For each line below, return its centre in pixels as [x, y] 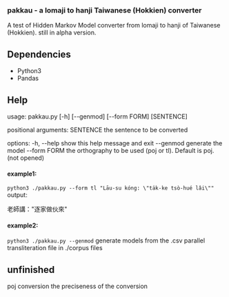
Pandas [28, 79]
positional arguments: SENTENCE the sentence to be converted [98, 130]
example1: [22, 174]
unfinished [31, 270]
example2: [23, 225]
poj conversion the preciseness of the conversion [78, 286]
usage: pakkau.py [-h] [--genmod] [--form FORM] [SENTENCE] [97, 116]
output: [17, 195]
